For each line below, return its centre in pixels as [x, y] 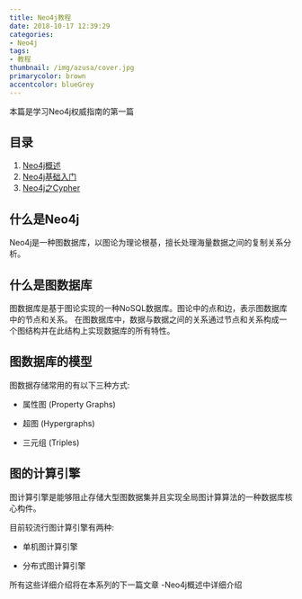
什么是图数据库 [51, 285]
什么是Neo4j [44, 219]
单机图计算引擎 [50, 546]
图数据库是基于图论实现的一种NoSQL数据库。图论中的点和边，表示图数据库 [148, 308]
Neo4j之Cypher [51, 188]
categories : [31, 34]
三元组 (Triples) [51, 443]
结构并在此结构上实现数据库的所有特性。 [100, 331]
